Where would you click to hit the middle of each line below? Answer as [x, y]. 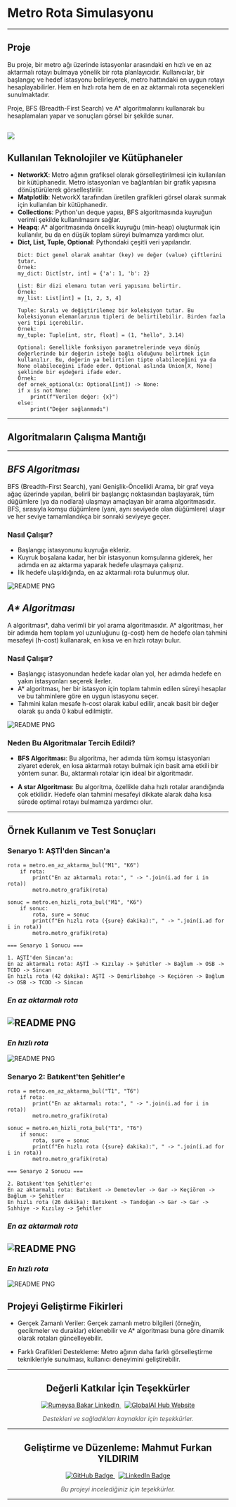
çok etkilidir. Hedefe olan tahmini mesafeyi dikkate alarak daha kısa [114, 795]
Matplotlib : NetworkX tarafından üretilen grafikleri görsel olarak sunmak [122, 197]
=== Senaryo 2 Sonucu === [45, 1171]
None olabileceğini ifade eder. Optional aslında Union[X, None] [115, 366]
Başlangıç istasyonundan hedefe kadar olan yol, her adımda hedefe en [119, 674]
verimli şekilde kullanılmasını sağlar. [69, 219]
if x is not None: [44, 390]
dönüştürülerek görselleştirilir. [60, 190]
